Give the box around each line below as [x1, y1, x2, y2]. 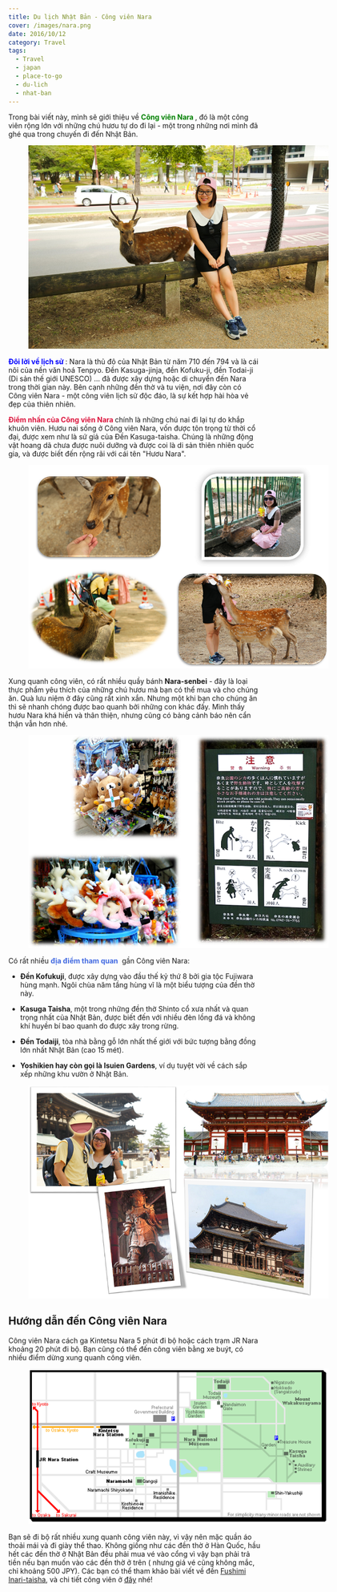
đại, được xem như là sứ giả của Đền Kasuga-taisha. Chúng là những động [8, 432, 254, 442]
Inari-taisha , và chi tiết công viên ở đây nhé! [8, 1575, 154, 1585]
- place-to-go [15, 72, 62, 80]
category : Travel [8, 38, 66, 46]
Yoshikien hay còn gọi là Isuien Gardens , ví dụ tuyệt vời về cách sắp [19, 1061, 248, 1070]
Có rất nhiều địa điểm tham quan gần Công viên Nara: [8, 956, 191, 966]
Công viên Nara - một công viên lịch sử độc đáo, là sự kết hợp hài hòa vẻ [8, 391, 249, 401]
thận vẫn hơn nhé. [8, 718, 68, 729]
